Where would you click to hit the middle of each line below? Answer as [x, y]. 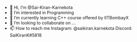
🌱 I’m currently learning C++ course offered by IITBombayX [69, 18]
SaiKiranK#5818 [26, 35]
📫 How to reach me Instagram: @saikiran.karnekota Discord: [71, 28]
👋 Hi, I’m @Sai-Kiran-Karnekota [41, 7]
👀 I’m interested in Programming [42, 13]
